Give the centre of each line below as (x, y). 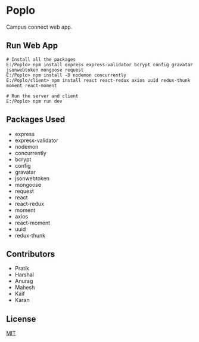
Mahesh (25, 288)
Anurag (24, 281)
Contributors (31, 254)
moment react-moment (32, 85)
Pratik (22, 269)
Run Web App (32, 46)
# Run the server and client (42, 96)
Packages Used (36, 120)
